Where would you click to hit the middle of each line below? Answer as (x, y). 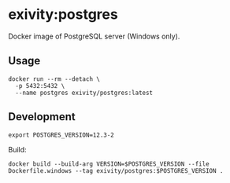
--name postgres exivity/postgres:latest (84, 93)
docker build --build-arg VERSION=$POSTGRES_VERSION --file (109, 164)
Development (42, 117)
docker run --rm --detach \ (54, 79)
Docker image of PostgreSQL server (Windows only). (94, 36)
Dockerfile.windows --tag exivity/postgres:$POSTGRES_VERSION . (116, 170)
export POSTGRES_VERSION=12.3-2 (61, 135)
